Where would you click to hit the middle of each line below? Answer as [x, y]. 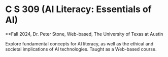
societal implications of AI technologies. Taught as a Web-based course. [81, 49]
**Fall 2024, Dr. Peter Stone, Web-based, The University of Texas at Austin [84, 34]
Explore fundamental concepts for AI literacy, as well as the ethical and [79, 43]
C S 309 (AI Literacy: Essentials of [78, 9]
